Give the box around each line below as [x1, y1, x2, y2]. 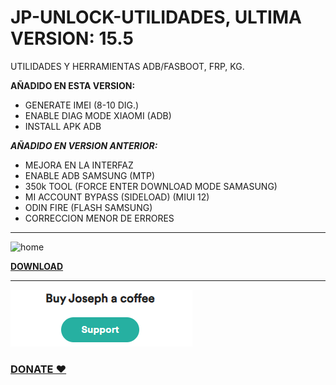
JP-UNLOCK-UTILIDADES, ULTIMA [10, 6, 302, 29]
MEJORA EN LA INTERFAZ [24, 159, 134, 171]
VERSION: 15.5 [10, 27, 134, 50]
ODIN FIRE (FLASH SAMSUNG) [24, 201, 153, 213]
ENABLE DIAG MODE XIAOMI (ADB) [24, 109, 172, 121]
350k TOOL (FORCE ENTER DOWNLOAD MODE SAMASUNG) [24, 180, 278, 192]
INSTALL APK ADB [24, 120, 102, 132]
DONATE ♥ [10, 362, 67, 376]
